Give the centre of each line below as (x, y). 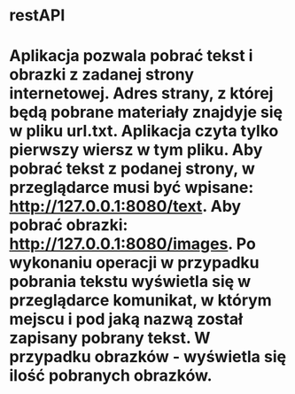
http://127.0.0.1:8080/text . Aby (125, 207)
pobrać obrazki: (69, 225)
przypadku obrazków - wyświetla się (147, 357)
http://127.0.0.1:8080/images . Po (133, 244)
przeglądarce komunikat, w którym (140, 301)
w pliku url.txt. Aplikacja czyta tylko (144, 131)
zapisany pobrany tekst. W (110, 338)
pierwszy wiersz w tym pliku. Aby (136, 150)
